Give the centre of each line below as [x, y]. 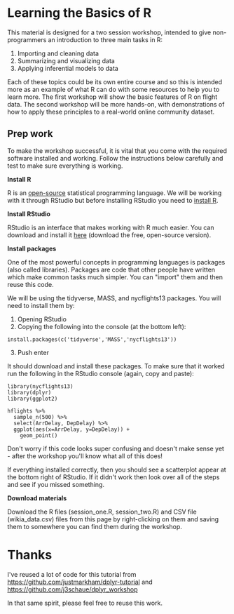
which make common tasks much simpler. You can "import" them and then [115, 277]
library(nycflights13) [40, 386]
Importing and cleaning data [58, 53]
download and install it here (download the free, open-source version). [109, 235]
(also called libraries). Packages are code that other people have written [111, 269]
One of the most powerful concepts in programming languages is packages [116, 262]
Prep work [30, 134]
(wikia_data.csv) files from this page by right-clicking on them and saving [113, 519]
